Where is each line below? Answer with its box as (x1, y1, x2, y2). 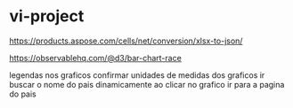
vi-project (9, 6, 85, 27)
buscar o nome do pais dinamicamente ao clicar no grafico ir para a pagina (9, 79, 285, 89)
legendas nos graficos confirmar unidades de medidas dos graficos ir (9, 69, 265, 81)
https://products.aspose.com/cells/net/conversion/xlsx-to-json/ (9, 35, 243, 46)
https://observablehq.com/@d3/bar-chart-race (9, 52, 183, 63)
